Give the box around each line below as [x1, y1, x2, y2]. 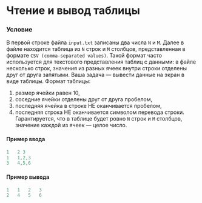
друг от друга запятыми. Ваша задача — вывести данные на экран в [6, 71, 185, 79]
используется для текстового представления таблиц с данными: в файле [6, 58, 197, 65]
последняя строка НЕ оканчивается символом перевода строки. [15, 108, 185, 116]
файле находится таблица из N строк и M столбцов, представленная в [6, 45, 186, 53]
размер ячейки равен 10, [15, 89, 80, 97]
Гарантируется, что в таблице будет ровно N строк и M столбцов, [15, 115, 183, 122]
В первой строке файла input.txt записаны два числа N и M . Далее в [6, 39, 184, 46]
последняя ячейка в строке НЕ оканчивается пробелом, [15, 102, 162, 110]
